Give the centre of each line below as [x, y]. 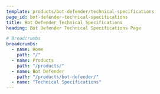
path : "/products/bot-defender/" [58, 77]
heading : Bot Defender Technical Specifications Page [74, 28]
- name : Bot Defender [38, 71]
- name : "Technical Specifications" [56, 82]
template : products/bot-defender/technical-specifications [80, 11]
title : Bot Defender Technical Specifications [64, 22]
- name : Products [33, 60]
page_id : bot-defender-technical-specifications [67, 17]
